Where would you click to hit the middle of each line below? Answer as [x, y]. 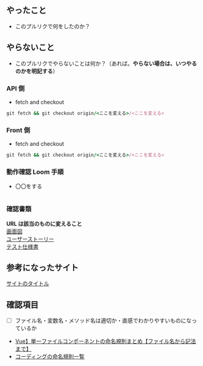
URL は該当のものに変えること [44, 223]
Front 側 [18, 130]
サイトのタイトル [28, 283]
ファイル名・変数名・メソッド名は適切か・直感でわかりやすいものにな [103, 321]
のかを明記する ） [37, 71]
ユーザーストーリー [30, 239]
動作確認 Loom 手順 [35, 171]
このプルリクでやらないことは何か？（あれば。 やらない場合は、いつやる [106, 63]
